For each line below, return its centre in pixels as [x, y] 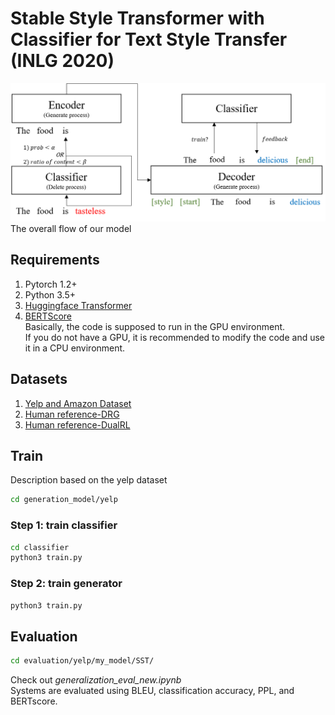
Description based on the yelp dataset [89, 480]
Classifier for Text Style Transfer [149, 39]
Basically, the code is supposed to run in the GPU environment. [155, 326]
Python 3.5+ [50, 294]
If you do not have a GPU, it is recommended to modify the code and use [175, 337]
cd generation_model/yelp [64, 500]
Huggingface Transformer [78, 305]
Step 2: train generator [66, 584]
